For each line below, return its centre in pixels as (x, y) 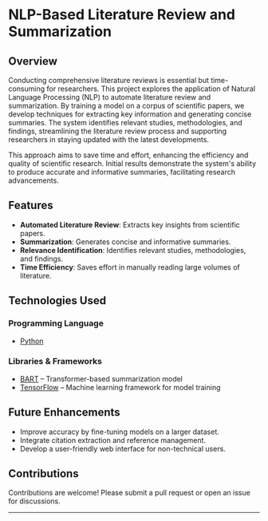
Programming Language (56, 323)
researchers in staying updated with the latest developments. (109, 140)
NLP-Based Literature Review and (122, 15)
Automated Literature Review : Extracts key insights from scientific (130, 224)
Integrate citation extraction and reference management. (112, 440)
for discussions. (35, 501)
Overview (33, 61)
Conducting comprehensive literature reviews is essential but (109, 80)
